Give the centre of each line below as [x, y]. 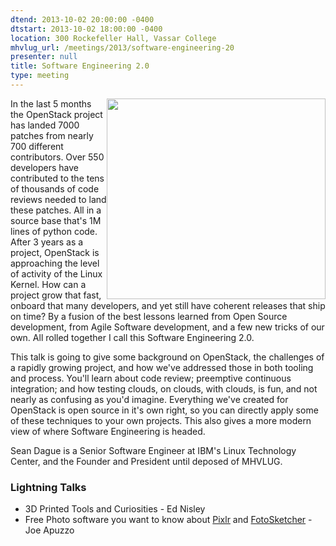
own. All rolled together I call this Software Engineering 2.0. [132, 337]
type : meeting [40, 76]
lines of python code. [54, 231]
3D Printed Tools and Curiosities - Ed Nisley [115, 509]
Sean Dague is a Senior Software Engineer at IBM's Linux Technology [153, 450]
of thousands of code [55, 188]
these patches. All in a [56, 210]
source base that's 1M [56, 220]
